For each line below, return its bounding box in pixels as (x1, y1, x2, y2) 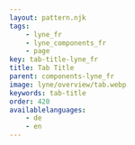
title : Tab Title (9, 64, 75, 73)
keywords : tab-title (9, 88, 87, 97)
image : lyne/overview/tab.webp (9, 80, 127, 89)
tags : (9, 22, 30, 31)
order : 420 (9, 96, 50, 106)
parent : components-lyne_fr (9, 72, 115, 81)
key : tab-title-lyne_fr (9, 55, 99, 64)
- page (25, 47, 50, 56)
